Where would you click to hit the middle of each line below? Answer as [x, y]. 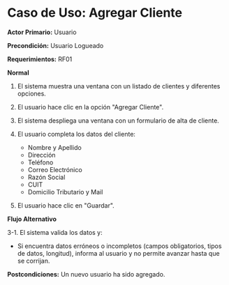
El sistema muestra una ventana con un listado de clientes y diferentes [119, 86]
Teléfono [40, 162]
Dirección [42, 155]
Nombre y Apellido [54, 147]
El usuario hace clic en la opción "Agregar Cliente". [90, 107]
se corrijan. [34, 261]
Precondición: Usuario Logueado [56, 45]
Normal [18, 72]
